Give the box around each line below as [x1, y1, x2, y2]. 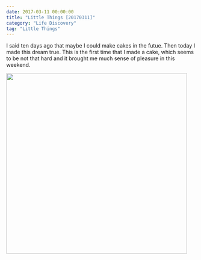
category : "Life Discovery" [6, 20, 77, 26]
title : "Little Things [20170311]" [6, 14, 96, 20]
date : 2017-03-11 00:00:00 [6, 8, 74, 15]
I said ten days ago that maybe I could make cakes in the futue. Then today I [6, 42, 196, 49]
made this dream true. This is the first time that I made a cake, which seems [6, 49, 194, 56]
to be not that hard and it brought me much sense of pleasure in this [6, 55, 175, 62]
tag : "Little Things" [6, 25, 61, 32]
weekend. [6, 61, 31, 69]
